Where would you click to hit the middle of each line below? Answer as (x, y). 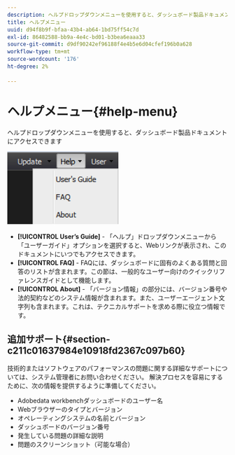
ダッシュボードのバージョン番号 (63, 427)
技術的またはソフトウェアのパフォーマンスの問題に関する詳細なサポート (111, 368)
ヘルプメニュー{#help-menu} (93, 111)
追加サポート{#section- (59, 339)
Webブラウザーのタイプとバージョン (70, 409)
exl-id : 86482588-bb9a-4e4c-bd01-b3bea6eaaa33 (76, 37)
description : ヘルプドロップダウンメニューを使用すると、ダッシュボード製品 (106, 15)
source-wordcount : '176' (43, 59)
